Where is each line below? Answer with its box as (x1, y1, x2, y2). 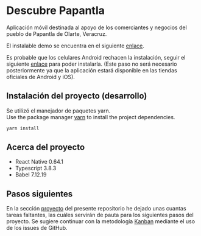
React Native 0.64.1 (15, 158, 64, 165)
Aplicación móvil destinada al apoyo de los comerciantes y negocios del (6, 24, 187, 31)
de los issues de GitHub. (6, 224, 68, 232)
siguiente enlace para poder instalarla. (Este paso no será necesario (6, 60, 177, 68)
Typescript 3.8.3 (15, 165, 57, 172)
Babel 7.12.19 (15, 171, 47, 178)
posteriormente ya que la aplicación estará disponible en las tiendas (6, 66, 178, 74)
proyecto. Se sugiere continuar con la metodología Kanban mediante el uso (6, 218, 196, 225)
